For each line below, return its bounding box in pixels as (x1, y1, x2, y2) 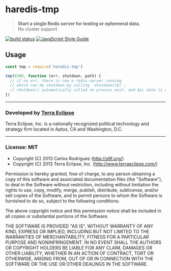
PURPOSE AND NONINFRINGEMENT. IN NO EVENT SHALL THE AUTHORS (5, 239, 162, 245)
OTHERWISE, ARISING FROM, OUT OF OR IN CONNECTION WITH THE (5, 255, 154, 261)
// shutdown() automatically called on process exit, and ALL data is (10, 88, 163, 93)
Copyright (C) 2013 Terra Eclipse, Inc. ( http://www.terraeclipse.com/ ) (12, 161, 158, 167)
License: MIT (5, 144, 38, 151)
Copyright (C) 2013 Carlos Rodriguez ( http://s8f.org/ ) (12, 155, 124, 161)
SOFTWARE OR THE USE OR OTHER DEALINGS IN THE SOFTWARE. (5, 261, 148, 267)
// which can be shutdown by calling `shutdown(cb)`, (10, 83, 126, 88)
